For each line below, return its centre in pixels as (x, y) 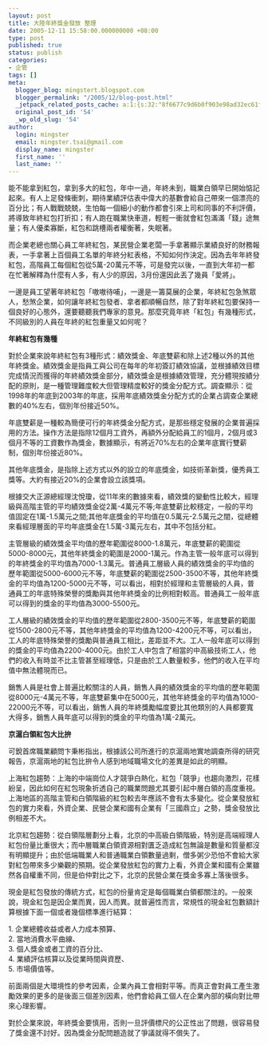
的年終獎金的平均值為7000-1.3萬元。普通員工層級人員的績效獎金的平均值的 (131, 563)
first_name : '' (41, 157)
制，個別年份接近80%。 (48, 453)
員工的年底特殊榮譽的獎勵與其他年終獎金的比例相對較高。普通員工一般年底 (137, 594)
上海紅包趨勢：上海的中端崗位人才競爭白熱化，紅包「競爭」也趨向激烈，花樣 (134, 778)
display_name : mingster (55, 149)
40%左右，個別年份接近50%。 (73, 406)
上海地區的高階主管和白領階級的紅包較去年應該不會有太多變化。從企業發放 (130, 798)
